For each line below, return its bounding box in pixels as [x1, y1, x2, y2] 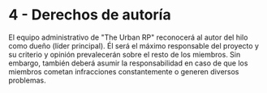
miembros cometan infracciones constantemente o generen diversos [8, 66, 239, 76]
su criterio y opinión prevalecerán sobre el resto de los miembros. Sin [8, 49, 241, 59]
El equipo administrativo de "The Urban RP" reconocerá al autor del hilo [8, 32, 248, 42]
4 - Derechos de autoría [8, 6, 172, 24]
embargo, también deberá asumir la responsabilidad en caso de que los [8, 58, 248, 68]
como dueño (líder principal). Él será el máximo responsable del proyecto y [8, 40, 260, 50]
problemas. [8, 75, 46, 85]
